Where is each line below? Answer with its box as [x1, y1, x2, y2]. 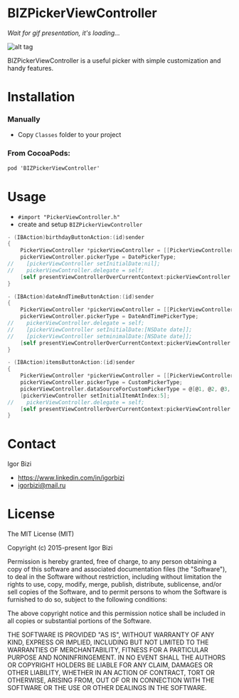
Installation [7, 89, 75, 105]
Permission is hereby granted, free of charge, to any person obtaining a [7, 557, 217, 566]
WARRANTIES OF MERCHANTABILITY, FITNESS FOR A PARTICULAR [7, 646, 208, 654]
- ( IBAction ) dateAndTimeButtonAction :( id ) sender [7, 293, 154, 300]
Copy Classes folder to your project [17, 131, 122, 139]
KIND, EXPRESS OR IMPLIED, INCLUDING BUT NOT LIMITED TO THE [7, 638, 209, 647]
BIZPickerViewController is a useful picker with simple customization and [7, 56, 221, 65]
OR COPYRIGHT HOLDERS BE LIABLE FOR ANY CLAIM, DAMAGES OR [7, 661, 213, 669]
